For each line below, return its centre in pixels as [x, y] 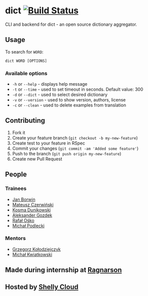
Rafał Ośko [23, 220]
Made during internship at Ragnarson [63, 270]
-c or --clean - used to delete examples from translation [69, 105]
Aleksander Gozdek [32, 215]
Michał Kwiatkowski [32, 254]
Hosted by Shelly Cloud [42, 287]
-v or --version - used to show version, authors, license [69, 100]
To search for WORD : [24, 51]
